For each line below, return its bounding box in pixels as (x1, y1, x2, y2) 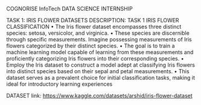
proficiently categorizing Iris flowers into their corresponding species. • (6, 55, 184, 62)
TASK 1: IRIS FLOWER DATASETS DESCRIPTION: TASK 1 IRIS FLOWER (6, 17, 179, 23)
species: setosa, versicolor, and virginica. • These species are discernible (6, 29, 190, 37)
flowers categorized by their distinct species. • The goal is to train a (6, 42, 175, 49)
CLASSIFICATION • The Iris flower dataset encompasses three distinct (6, 23, 182, 30)
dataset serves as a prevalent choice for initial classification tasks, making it (6, 74, 195, 81)
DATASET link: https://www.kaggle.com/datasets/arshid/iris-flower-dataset (6, 92, 193, 99)
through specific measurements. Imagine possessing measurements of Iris (6, 36, 192, 43)
